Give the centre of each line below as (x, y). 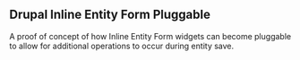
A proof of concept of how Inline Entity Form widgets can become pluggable (150, 36)
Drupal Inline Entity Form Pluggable (110, 15)
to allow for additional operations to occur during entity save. (122, 46)
